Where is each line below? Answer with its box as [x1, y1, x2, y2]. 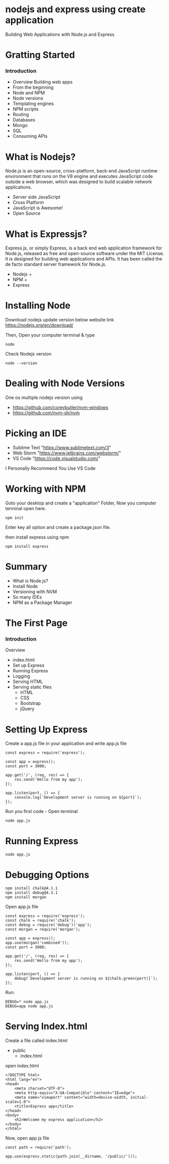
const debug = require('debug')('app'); [5, 922, 92, 928]
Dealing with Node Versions [5, 377, 125, 389]
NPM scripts [12, 106, 39, 112]
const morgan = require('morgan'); [5, 927, 81, 932]
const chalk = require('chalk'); [5, 918, 76, 923]
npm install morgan [5, 895, 47, 900]
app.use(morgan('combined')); [5, 940, 70, 946]
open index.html [5, 1062, 39, 1069]
